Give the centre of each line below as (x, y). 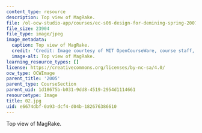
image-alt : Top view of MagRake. (54, 56)
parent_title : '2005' (33, 78)
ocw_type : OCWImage (31, 73)
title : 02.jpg (24, 101)
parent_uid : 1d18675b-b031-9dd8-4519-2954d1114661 (71, 90)
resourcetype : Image (32, 95)
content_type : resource (36, 12)
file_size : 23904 (28, 28)
